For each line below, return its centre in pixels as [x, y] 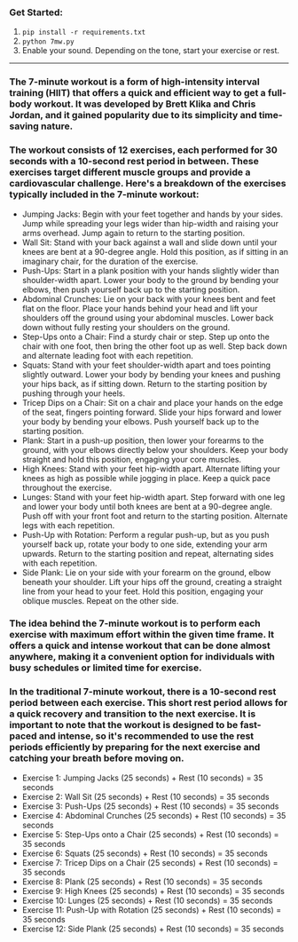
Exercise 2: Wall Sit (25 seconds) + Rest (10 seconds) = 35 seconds [145, 796]
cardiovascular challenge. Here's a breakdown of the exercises [148, 184]
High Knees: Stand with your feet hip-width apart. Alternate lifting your [151, 469]
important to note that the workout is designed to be [124, 725]
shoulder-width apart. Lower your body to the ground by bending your [150, 280]
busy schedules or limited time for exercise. [106, 668]
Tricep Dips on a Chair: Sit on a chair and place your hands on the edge [153, 402]
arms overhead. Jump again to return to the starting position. [133, 233]
